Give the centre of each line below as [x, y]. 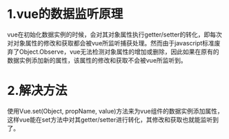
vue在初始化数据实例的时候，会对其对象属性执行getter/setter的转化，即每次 [115, 34]
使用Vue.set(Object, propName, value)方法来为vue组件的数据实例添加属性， [115, 111]
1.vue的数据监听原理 [65, 14]
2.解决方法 [37, 91]
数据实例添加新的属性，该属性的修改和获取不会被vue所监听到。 [97, 60]
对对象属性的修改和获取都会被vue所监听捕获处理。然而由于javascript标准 [111, 43]
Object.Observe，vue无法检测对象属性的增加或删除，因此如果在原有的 [119, 52]
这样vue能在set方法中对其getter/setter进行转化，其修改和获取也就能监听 [110, 119]
